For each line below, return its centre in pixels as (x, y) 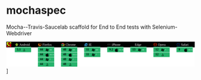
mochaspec (36, 10)
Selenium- (165, 27)
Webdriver (19, 33)
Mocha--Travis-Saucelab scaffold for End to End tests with (79, 27)
